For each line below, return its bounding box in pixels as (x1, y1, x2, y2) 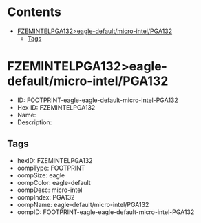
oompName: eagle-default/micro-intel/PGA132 (17, 200, 149, 209)
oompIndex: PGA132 (17, 193, 75, 201)
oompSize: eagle (17, 171, 65, 180)
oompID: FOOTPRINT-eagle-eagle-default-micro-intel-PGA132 (17, 208, 195, 216)
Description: (17, 118, 52, 126)
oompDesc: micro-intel (17, 186, 83, 194)
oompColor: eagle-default (17, 178, 91, 186)
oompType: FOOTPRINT (17, 164, 85, 172)
